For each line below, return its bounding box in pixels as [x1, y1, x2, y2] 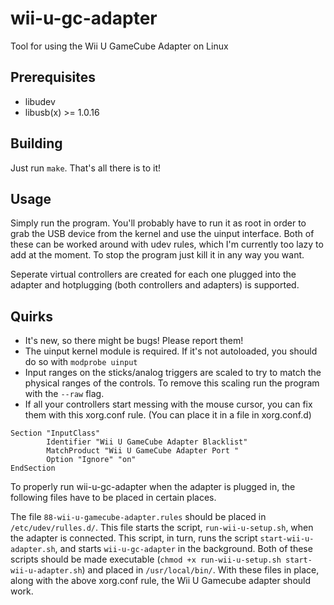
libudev [24, 95, 56, 107]
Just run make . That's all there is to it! [10, 162, 162, 174]
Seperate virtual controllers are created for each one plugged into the [10, 268, 297, 281]
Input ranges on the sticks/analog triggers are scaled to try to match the [24, 367, 322, 379]
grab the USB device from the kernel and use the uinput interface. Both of [10, 228, 315, 240]
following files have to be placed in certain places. [10, 492, 217, 504]
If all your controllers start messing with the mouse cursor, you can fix [24, 398, 313, 411]
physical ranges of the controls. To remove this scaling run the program [24, 377, 320, 389]
